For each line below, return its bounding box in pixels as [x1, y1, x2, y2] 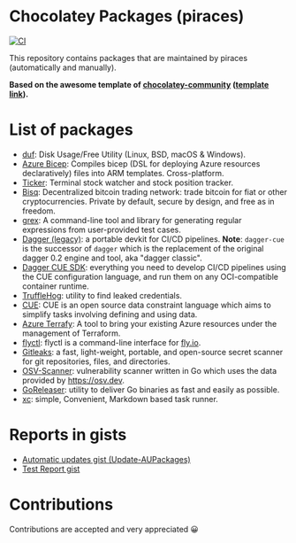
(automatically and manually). [9, 62, 117, 73]
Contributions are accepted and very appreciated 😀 [9, 524, 199, 534]
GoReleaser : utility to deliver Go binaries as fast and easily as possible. [21, 384, 280, 395]
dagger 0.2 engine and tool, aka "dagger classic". [21, 252, 203, 263]
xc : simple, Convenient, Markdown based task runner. [21, 393, 218, 404]
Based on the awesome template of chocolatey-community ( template [9, 79, 269, 89]
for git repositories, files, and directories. [21, 356, 171, 367]
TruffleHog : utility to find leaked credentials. [21, 290, 183, 300]
